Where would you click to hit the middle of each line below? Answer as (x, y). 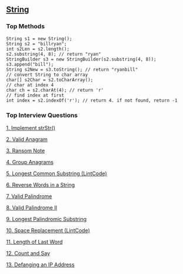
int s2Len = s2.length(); (38, 49)
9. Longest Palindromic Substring (46, 219)
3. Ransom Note (26, 151)
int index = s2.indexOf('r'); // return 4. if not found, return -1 (92, 100)
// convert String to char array (47, 75)
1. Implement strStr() (31, 128)
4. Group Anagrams (30, 162)
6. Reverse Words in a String (41, 185)
